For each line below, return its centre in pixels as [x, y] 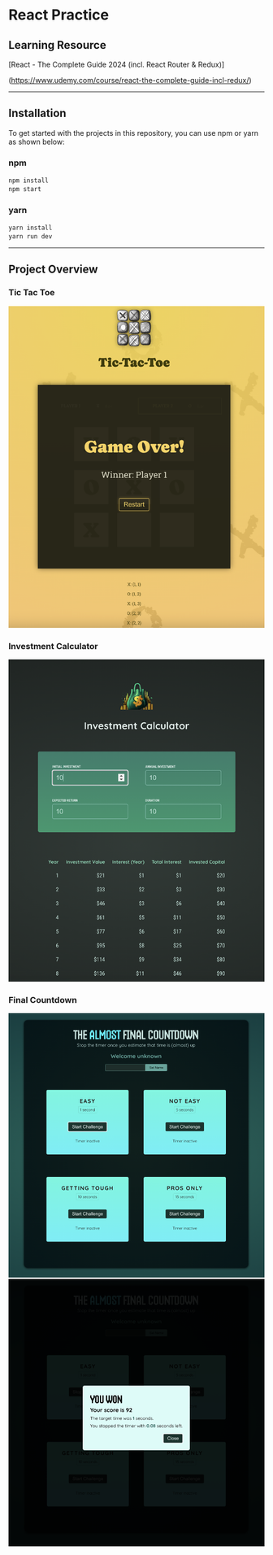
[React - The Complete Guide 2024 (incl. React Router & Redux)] [117, 64]
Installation [37, 113]
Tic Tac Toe [32, 293]
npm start [25, 189]
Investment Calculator [53, 646]
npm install [28, 181]
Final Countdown [43, 1000]
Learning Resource [58, 45]
